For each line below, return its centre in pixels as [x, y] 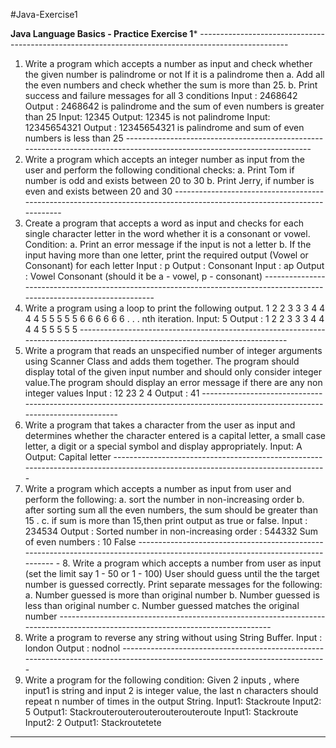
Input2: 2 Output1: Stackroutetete [93, 722]
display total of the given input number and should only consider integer [173, 372]
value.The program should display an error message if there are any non [173, 382]
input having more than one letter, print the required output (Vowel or [166, 255]
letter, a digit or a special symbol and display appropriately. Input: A [163, 446]
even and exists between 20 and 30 [98, 191]
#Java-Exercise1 [44, 14]
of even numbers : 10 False [80, 542]
